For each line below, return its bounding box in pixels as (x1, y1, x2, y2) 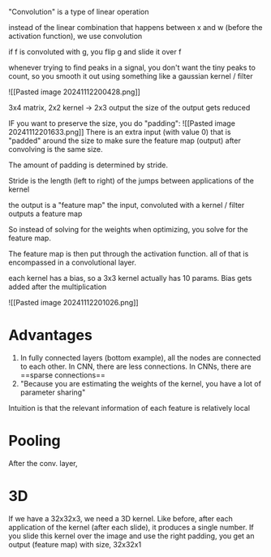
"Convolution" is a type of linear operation (8, 7, 149, 16)
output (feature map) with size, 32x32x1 (8, 539, 142, 549)
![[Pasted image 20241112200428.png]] (8, 87, 140, 97)
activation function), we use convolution (8, 32, 143, 41)
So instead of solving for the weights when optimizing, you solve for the (8, 225, 249, 234)
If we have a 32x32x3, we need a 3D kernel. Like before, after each (8, 513, 233, 523)
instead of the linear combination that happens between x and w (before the (8, 23, 263, 32)
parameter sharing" (19, 387, 86, 397)
